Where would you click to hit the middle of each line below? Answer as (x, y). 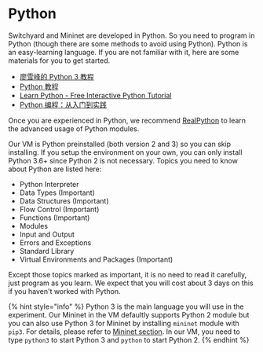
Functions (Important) (55, 218)
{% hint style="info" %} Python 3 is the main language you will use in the (126, 306)
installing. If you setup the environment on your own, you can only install (125, 152)
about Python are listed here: (55, 169)
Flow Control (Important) (59, 209)
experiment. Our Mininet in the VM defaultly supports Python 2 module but (129, 314)
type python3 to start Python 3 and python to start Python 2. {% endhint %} (129, 339)
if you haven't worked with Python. (64, 291)
